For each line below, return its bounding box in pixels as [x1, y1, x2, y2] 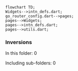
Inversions [5, 39, 32, 46]
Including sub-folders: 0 [5, 60, 56, 66]
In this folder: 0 [5, 50, 37, 56]
